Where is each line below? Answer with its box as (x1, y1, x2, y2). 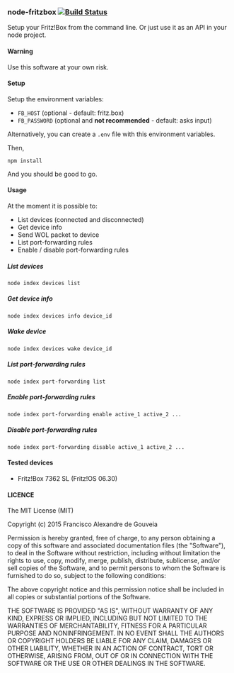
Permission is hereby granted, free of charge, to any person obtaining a (7, 534, 216, 543)
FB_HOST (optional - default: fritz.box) (17, 109, 124, 117)
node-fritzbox (7, 7, 57, 17)
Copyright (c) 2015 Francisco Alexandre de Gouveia (7, 520, 158, 528)
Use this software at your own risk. (7, 62, 109, 71)
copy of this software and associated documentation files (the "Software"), (7, 541, 226, 550)
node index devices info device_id (7, 312, 112, 319)
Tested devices (7, 458, 54, 467)
